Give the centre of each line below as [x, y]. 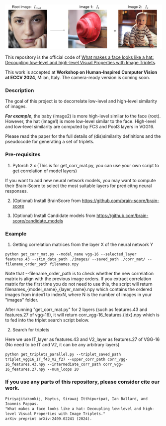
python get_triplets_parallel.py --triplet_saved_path [63, 354]
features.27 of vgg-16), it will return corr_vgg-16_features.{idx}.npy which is [83, 315]
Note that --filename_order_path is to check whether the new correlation [80, 273]
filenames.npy [64, 264]
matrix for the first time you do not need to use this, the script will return [79, 284]
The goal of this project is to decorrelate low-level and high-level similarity [81, 101]
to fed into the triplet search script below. [47, 320]
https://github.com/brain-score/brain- [121, 201]
